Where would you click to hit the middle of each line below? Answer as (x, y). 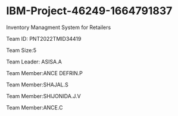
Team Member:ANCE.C (35, 107)
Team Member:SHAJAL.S (37, 85)
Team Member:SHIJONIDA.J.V (44, 96)
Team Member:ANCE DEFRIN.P (45, 73)
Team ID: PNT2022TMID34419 (44, 38)
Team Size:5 (21, 50)
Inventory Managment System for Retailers (59, 27)
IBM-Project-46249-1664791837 (89, 11)
